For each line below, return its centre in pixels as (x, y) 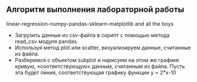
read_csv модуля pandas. (46, 41)
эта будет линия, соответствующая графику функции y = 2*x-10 (95, 72)
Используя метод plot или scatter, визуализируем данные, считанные (103, 47)
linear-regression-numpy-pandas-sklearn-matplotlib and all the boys (90, 23)
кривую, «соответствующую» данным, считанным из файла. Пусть (100, 66)
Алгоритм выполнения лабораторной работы (95, 10)
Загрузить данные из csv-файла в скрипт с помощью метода (92, 35)
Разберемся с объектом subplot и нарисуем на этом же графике (97, 60)
